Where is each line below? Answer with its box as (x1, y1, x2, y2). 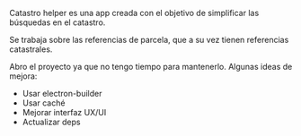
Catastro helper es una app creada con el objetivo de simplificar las (9, 8, 260, 18)
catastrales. (9, 44, 53, 55)
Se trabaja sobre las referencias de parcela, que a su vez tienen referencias (9, 35, 289, 45)
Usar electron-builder (22, 89, 102, 98)
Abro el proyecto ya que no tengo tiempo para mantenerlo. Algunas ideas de (9, 62, 293, 72)
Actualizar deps (22, 116, 81, 127)
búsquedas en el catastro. (9, 17, 106, 28)
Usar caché (22, 98, 66, 108)
